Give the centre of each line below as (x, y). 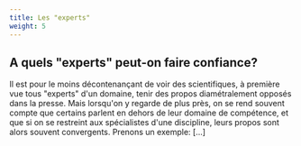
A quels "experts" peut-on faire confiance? (134, 63)
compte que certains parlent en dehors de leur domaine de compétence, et (149, 113)
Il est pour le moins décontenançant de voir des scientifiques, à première (145, 84)
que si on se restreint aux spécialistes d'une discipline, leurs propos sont (144, 123)
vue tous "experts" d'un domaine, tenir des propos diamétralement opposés (150, 94)
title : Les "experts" (50, 18)
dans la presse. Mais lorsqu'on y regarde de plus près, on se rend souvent (147, 104)
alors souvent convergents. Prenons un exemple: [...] (107, 132)
